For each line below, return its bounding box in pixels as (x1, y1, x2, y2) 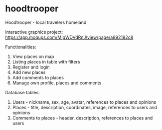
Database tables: (5, 89, 40, 95)
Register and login (12, 64, 50, 70)
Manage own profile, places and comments (12, 80, 102, 86)
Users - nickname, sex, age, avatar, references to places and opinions (12, 99, 157, 105)
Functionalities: (5, 44, 36, 50)
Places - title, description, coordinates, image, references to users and (12, 104, 158, 110)
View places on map (12, 53, 54, 60)
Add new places (12, 69, 46, 75)
